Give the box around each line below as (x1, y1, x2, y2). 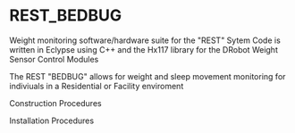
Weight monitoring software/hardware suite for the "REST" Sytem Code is (9, 35, 282, 46)
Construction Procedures (9, 97, 102, 108)
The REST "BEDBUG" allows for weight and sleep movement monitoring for (9, 71, 286, 81)
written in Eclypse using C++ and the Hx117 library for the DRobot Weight (9, 44, 279, 54)
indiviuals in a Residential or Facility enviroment (9, 80, 184, 91)
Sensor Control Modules (9, 54, 99, 64)
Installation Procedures (9, 115, 95, 126)
